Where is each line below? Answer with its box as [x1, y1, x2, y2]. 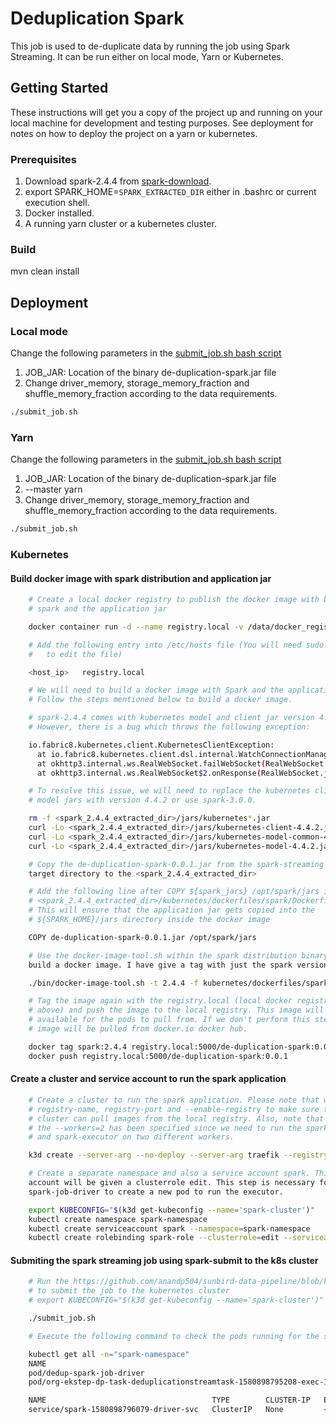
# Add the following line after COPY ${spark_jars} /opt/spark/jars [28, 887, 320, 897]
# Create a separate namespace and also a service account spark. [28, 1168, 311, 1179]
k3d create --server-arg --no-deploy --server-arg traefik [28, 1150, 280, 1161]
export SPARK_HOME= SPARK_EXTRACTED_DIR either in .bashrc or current [24, 186, 317, 198]
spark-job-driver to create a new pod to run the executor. [28, 1187, 284, 1197]
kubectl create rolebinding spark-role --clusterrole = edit [28, 1233, 280, 1243]
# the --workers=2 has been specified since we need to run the [28, 1123, 302, 1133]
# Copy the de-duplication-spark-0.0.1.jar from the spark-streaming [28, 859, 325, 869]
